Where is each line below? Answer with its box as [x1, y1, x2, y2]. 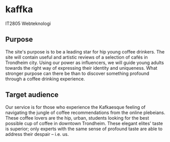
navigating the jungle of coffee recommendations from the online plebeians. [5, 109, 165, 116]
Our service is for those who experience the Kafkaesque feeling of [5, 104, 146, 110]
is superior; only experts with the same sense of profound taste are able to [5, 126, 163, 132]
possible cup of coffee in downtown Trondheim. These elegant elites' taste [5, 120, 163, 126]
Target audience [5, 91, 59, 99]
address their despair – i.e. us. [5, 131, 69, 137]
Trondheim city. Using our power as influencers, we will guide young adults [5, 60, 164, 66]
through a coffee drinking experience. [5, 75, 86, 82]
